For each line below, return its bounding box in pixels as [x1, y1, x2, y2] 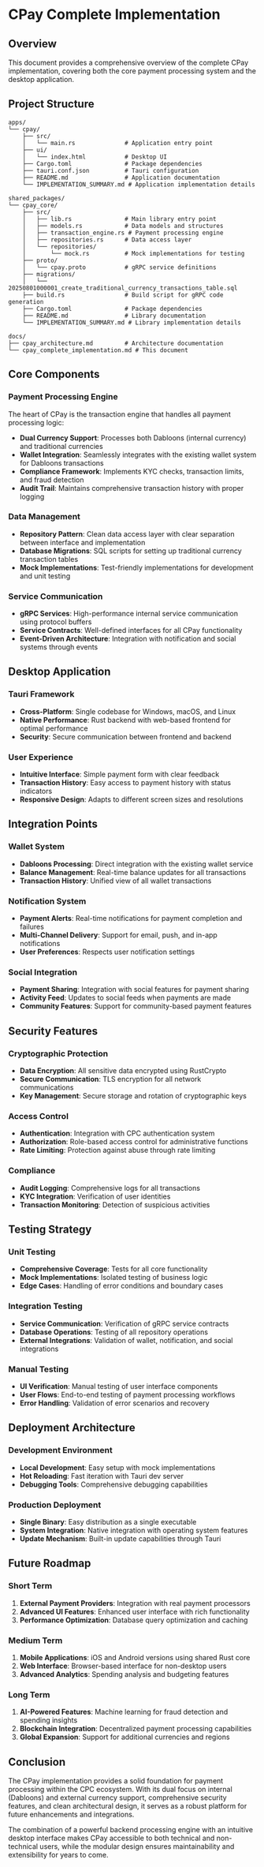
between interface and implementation [19, 537, 146, 547]
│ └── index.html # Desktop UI [22, 152, 168, 161]
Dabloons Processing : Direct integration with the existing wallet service [19, 859, 254, 869]
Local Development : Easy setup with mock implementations [19, 1462, 216, 1472]
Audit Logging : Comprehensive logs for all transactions [19, 1183, 201, 1192]
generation [8, 297, 44, 305]
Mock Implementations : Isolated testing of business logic [19, 1273, 208, 1282]
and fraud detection [19, 475, 84, 485]
